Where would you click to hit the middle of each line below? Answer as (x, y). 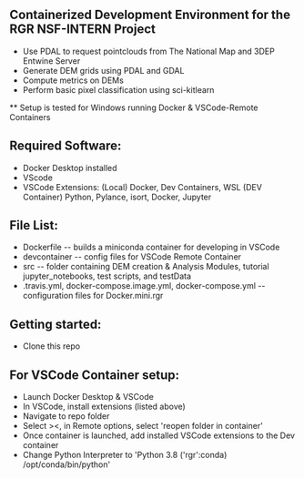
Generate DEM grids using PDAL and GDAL (103, 70)
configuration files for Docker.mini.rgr (93, 296)
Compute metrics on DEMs (73, 80)
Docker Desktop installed (70, 168)
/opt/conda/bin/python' (66, 464)
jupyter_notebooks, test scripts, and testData (107, 276)
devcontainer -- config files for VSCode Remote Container (132, 257)
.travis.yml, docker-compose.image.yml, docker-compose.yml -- (144, 286)
